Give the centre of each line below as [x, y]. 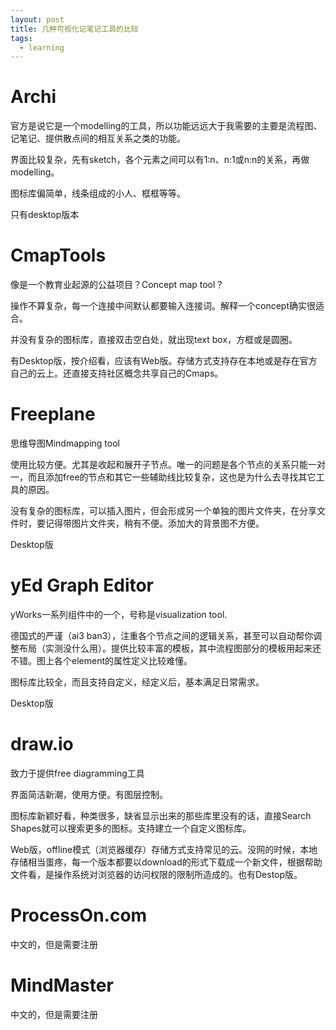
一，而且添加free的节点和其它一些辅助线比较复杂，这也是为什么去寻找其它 [163, 477]
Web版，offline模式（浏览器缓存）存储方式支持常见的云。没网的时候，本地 [164, 849]
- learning [42, 47]
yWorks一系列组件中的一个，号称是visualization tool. [119, 614]
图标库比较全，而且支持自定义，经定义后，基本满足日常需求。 [137, 682]
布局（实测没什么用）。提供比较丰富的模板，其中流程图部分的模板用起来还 [170, 648]
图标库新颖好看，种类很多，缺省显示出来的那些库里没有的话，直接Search [161, 815]
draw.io [42, 744]
